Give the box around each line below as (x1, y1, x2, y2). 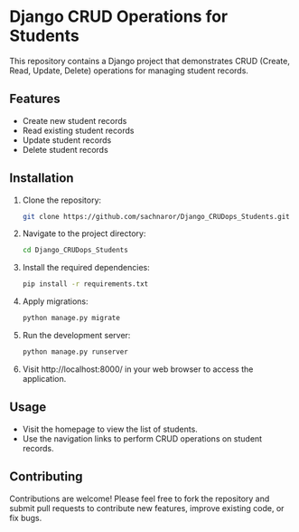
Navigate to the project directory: (22, 228, 146, 239)
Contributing (9, 469, 83, 485)
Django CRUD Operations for (9, 6, 229, 27)
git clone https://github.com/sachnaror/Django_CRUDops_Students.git (22, 212, 291, 221)
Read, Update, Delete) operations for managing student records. (9, 65, 248, 76)
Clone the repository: (22, 195, 102, 205)
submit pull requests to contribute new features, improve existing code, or (9, 502, 285, 513)
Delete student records (22, 144, 108, 155)
